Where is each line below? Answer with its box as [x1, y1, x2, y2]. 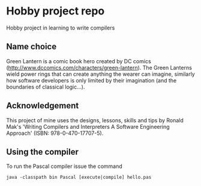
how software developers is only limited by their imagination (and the [6, 76, 177, 84]
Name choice [6, 42, 57, 52]
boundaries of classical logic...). [6, 83, 85, 90]
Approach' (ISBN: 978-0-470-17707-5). [6, 129, 104, 137]
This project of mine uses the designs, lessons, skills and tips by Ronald [6, 116, 184, 124]
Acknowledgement [6, 101, 79, 111]
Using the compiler [6, 146, 79, 157]
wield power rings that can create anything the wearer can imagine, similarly [6, 70, 195, 78]
